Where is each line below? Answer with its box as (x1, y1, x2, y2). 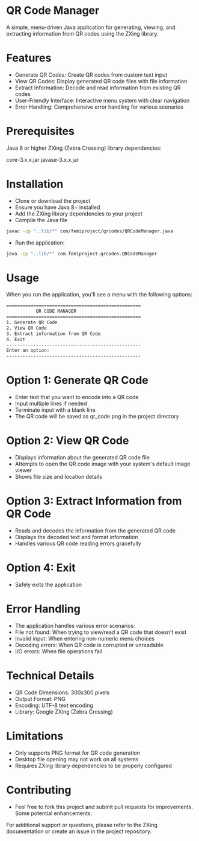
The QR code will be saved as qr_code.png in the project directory (14, 413, 179, 420)
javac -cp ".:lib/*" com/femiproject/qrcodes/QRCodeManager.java (6, 228, 173, 234)
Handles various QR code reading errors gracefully (14, 540, 141, 547)
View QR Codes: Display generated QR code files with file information (14, 77, 188, 85)
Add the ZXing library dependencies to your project (14, 209, 142, 217)
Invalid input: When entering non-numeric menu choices (14, 635, 155, 642)
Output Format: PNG (14, 695, 66, 702)
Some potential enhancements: (14, 810, 93, 817)
